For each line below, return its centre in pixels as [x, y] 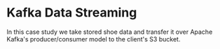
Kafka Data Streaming [72, 13]
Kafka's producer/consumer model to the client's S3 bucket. [94, 39]
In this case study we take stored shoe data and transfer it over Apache [110, 32]
